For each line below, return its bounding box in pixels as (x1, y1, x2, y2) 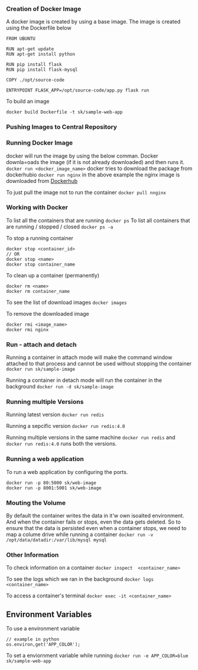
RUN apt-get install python (6, 51, 76, 57)
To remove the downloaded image (6, 310, 90, 317)
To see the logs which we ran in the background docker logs (6, 576, 154, 583)
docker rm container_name (6, 288, 70, 294)
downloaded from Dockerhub (6, 177, 78, 184)
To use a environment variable (6, 625, 80, 632)
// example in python (6, 636, 60, 642)
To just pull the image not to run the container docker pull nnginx (6, 188, 167, 196)
